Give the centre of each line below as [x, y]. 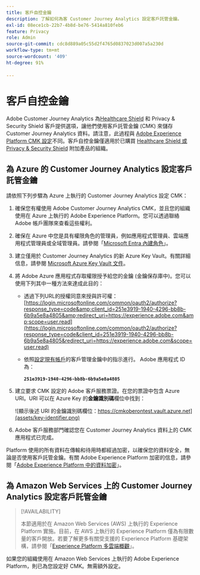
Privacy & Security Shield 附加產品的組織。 [59, 148]
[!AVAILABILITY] [40, 511]
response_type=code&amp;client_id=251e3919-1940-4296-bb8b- [105, 309]
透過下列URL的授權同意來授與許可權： [71, 296]
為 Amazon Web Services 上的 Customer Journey [99, 485]
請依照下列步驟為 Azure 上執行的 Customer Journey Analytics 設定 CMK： [97, 196]
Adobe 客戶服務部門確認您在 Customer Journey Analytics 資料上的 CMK [103, 430]
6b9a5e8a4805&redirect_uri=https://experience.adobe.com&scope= [108, 341]
